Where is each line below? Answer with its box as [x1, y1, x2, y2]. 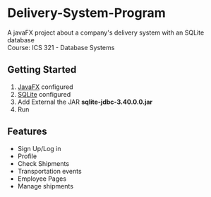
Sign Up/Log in [17, 144, 61, 153]
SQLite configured [17, 90, 71, 98]
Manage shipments [17, 181, 74, 190]
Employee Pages [17, 174, 67, 183]
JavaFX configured [17, 83, 73, 91]
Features [7, 126, 47, 138]
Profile [17, 152, 37, 160]
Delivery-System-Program [7, 5, 166, 21]
